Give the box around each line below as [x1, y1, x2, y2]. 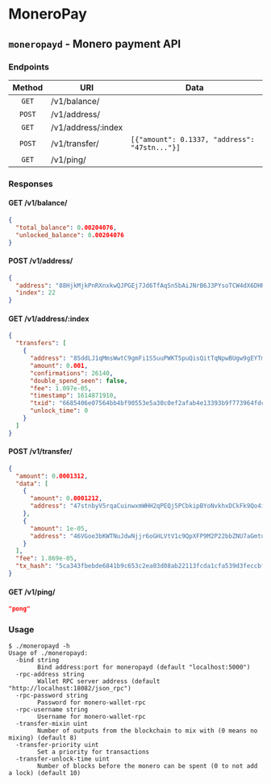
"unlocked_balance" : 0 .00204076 [15, 231, 125, 239]
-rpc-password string [15, 691, 89, 700]
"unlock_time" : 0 [29, 407, 89, 415]
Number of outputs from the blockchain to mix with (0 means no [37, 727, 258, 735]
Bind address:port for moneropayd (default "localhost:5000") [37, 663, 251, 672]
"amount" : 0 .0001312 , [15, 472, 89, 480]
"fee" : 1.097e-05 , [29, 384, 92, 392]
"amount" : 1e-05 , [29, 524, 89, 532]
